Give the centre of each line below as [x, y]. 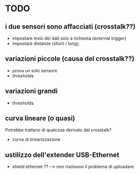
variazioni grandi [31, 91]
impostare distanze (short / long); [46, 43]
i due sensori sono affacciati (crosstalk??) [70, 27]
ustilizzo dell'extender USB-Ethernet [62, 155]
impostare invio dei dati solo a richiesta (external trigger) [69, 38]
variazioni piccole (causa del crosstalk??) [70, 59]
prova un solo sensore [35, 70]
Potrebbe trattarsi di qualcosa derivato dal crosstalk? [58, 130]
